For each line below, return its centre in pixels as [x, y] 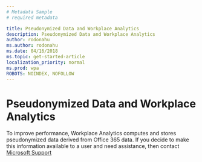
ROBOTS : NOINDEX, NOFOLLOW [40, 73]
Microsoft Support [29, 153]
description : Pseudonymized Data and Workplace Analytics [81, 34]
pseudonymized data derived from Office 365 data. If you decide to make [98, 140]
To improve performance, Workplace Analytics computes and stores [91, 133]
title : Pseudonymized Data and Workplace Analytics [73, 29]
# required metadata [32, 18]
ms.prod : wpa [23, 68]
